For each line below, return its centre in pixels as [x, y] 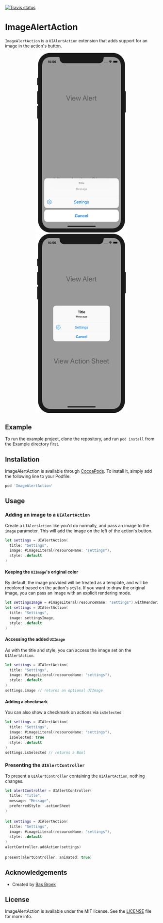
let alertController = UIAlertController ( [49, 790]
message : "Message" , [30, 801]
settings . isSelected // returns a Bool [45, 753]
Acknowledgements [36, 873]
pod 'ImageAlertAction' [29, 486]
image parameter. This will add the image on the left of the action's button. [79, 531]
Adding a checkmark [26, 701]
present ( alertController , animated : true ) [49, 857]
